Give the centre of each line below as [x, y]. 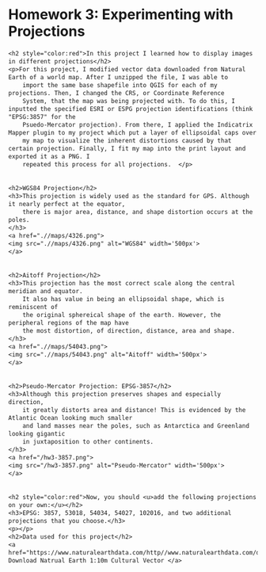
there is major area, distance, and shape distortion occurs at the [138, 212]
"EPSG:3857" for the [42, 116]
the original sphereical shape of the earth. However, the [122, 315]
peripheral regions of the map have [68, 322]
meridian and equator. [46, 291]
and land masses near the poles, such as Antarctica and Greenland [136, 425]
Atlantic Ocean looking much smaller [70, 418]
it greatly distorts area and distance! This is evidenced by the [134, 410]
